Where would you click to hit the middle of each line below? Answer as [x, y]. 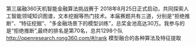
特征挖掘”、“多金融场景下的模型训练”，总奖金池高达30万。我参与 [100, 23]
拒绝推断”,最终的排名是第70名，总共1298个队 [68, 31]
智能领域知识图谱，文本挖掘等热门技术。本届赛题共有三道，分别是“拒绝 [98, 16]
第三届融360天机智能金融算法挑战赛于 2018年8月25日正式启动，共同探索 [95, 9]
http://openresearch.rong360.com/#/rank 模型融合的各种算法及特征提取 [94, 38]
